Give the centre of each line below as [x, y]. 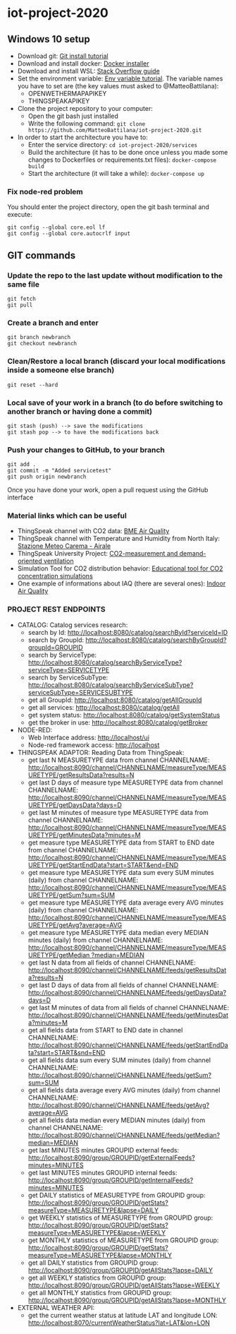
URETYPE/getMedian [59, 955]
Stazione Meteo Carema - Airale [64, 546]
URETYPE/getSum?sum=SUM [71, 895]
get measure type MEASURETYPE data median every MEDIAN [118, 932]
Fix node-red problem [45, 191]
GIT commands [42, 255]
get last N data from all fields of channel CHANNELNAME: [112, 963]
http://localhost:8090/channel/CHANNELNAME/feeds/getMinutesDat [128, 1015]
